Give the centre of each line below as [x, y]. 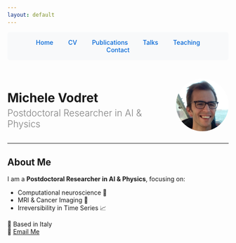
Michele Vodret [53, 98]
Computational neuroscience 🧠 [62, 192]
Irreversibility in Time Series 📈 [62, 208]
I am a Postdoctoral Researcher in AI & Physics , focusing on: [97, 179]
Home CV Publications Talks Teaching [118, 42]
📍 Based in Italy [30, 224]
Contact [118, 50]
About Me [29, 162]
